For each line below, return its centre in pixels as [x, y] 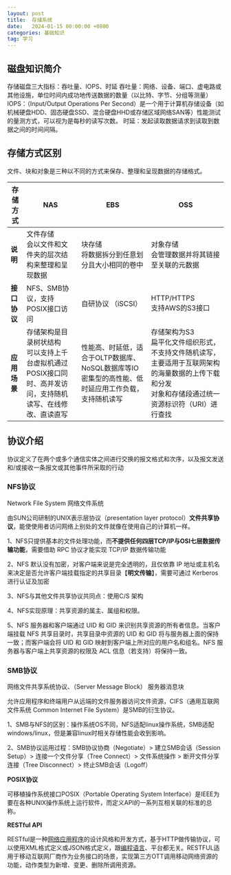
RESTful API [25, 825]
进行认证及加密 [28, 581]
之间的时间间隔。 [37, 129]
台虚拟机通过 [47, 363]
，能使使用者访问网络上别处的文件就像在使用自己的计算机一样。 [103, 526]
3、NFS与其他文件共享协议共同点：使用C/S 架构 [75, 596]
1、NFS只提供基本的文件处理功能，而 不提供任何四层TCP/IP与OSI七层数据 [111, 541]
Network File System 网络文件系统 [56, 503]
